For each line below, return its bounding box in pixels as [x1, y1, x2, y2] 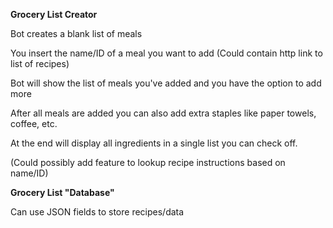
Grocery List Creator [10, 9, 98, 20]
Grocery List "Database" [10, 187, 115, 198]
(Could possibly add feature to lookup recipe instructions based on [10, 157, 286, 168]
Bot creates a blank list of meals [10, 28, 143, 39]
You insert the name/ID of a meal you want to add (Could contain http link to [10, 47, 323, 59]
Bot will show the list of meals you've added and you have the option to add [10, 77, 322, 89]
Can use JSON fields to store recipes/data [10, 206, 185, 218]
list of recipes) [10, 58, 70, 69]
